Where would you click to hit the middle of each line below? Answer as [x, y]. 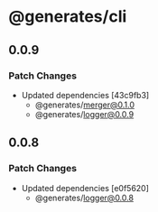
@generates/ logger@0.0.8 [84, 198]
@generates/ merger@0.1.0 [84, 105]
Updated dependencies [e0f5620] [85, 188]
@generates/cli [68, 17]
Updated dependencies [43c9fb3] [85, 95]
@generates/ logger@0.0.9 [84, 114]
